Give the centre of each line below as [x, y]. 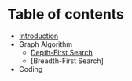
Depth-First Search [62, 52]
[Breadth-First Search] [67, 61]
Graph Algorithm [46, 44]
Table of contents [66, 14]
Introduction [38, 36]
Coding [31, 69]
